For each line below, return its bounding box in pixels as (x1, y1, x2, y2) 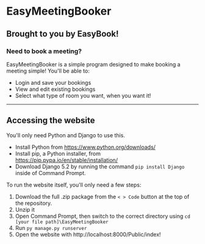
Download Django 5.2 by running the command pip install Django (15, 163, 185, 170)
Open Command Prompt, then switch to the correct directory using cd (15, 212, 190, 220)
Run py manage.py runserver (15, 224, 87, 231)
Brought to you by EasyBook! (6, 29, 119, 39)
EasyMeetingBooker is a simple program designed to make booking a (6, 60, 181, 68)
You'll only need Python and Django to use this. (6, 131, 125, 138)
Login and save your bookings (15, 79, 92, 86)
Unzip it (15, 206, 35, 213)
